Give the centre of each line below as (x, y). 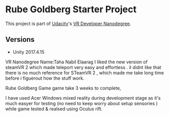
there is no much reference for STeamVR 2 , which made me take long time (85, 73)
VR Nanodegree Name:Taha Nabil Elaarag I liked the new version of (77, 62)
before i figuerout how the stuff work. (45, 78)
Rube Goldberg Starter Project (71, 9)
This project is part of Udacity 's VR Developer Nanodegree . (68, 24)
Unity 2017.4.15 (29, 52)
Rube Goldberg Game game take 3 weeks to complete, (63, 88)
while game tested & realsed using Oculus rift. (54, 109)
